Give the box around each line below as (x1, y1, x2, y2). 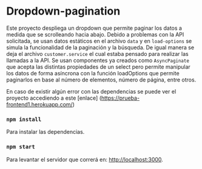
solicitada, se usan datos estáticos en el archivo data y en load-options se (6, 37, 192, 44)
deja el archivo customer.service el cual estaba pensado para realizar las (6, 50, 189, 57)
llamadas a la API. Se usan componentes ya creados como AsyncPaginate (6, 57, 190, 64)
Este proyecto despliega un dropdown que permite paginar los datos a (6, 24, 182, 32)
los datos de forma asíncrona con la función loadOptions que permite (6, 69, 180, 77)
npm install (6, 116, 42, 123)
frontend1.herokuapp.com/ (6, 100, 73, 108)
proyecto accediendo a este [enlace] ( (6, 94, 102, 102)
